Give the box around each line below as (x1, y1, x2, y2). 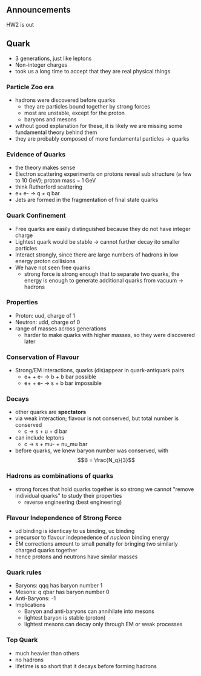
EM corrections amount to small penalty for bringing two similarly (15, 540, 179, 547)
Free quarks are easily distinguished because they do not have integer (15, 225, 191, 232)
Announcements (6, 5, 71, 15)
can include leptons (15, 434, 65, 441)
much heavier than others (15, 649, 80, 657)
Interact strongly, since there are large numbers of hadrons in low (15, 251, 179, 258)
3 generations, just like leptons (15, 55, 92, 62)
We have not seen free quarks (15, 264, 91, 271)
